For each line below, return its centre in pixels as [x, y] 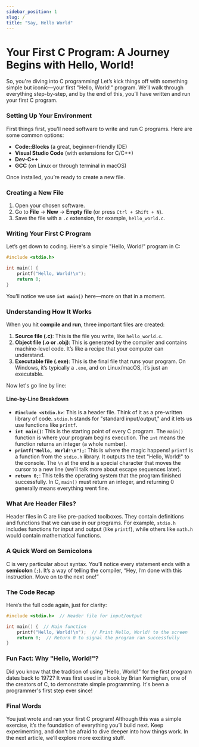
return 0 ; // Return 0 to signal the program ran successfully [98, 637]
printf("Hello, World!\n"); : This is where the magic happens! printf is [104, 451]
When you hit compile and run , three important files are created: [85, 324]
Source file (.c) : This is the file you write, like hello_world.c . [88, 336]
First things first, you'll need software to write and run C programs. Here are [99, 129]
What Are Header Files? [41, 504]
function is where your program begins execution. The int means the [100, 437]
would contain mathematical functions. [54, 536]
